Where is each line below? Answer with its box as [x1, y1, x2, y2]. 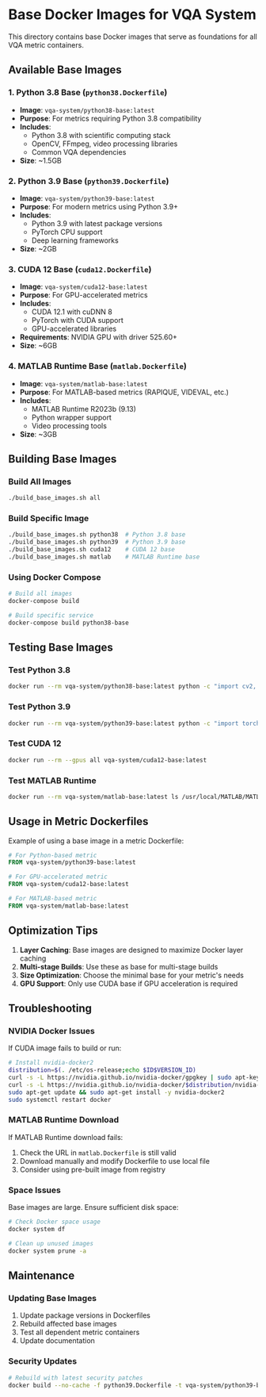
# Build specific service [8, 611, 93, 620]
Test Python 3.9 [8, 701, 71, 712]
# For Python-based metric [8, 851, 97, 859]
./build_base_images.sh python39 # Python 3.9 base [8, 538, 186, 547]
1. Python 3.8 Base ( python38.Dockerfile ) [8, 87, 168, 98]
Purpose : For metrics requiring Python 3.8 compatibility [19, 113, 202, 123]
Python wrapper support [31, 413, 112, 422]
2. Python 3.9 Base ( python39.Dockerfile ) [8, 175, 169, 186]
